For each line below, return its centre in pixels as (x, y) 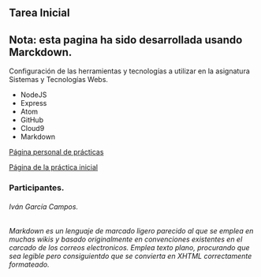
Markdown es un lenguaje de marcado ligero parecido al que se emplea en (131, 231)
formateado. (29, 264)
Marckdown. (41, 52)
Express (34, 103)
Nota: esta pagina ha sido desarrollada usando (126, 40)
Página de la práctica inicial (54, 167)
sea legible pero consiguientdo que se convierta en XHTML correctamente (130, 256)
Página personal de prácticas (56, 152)
